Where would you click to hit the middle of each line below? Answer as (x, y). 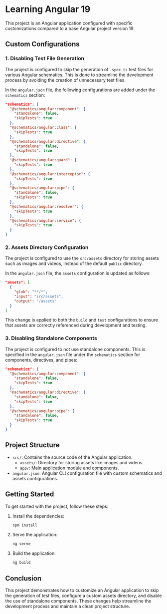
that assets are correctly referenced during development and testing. (76, 325)
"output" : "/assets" (35, 301)
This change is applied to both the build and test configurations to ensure (82, 320)
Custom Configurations (42, 44)
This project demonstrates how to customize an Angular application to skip (82, 590)
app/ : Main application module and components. (69, 468)
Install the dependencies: (38, 516)
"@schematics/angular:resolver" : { (47, 206)
